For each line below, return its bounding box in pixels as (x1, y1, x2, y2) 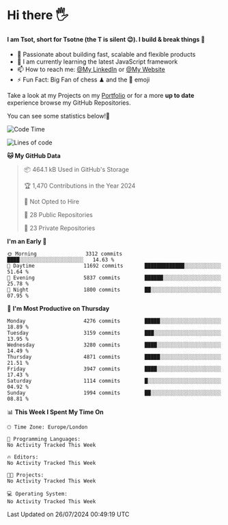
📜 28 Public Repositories (23, 211, 94, 219)
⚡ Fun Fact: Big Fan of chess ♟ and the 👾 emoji (16, 75, 150, 84)
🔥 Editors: (7, 454, 39, 461)
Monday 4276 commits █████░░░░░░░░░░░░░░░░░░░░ (7, 318, 222, 324)
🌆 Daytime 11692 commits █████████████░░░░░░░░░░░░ (7, 263, 222, 270)
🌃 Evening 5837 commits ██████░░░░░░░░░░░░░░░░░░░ (7, 274, 222, 281)
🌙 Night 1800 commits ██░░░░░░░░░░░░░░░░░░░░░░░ (7, 287, 222, 294)
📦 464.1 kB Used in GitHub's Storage (23, 166, 130, 174)
